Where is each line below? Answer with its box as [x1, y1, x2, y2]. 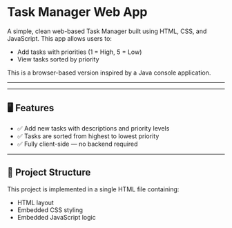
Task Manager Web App [7, 4, 148, 20]
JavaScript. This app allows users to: [7, 34, 113, 42]
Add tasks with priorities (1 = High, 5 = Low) [17, 48, 142, 56]
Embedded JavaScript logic [17, 213, 96, 221]
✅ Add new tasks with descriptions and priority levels [17, 124, 170, 132]
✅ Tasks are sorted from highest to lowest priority [17, 132, 159, 140]
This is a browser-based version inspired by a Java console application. [7, 68, 211, 77]
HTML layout [17, 198, 54, 207]
